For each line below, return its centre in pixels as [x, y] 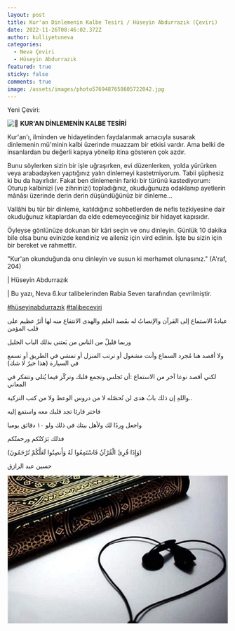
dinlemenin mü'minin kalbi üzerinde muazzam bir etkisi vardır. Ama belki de [116, 145]
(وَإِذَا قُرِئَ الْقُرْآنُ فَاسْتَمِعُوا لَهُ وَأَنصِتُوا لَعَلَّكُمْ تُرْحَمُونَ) [75, 452]
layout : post [26, 15]
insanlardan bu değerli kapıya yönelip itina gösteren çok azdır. [97, 152]
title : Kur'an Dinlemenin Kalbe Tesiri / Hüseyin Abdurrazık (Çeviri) [113, 22]
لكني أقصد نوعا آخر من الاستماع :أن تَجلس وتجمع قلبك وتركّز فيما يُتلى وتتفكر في [112, 377]
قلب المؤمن [23, 329]
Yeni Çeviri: [24, 110]
